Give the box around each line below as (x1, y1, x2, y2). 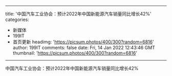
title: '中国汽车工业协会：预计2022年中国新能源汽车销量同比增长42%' (5, 11, 152, 17)
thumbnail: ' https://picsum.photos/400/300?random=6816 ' (12, 50, 137, 56)
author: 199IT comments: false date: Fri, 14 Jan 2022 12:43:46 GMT (12, 44, 155, 50)
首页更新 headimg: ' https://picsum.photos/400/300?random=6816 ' (12, 39, 155, 45)
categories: (5, 16, 29, 22)
